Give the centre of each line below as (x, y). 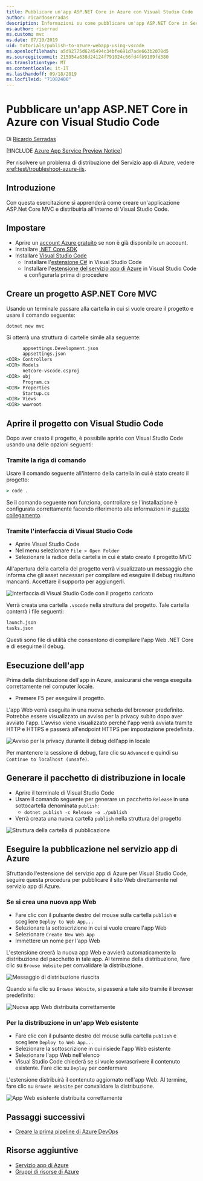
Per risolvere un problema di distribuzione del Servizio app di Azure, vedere (101, 163)
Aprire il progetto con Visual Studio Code (85, 424)
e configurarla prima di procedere (66, 275)
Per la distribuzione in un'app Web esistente (72, 1022)
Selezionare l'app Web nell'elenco (57, 1055)
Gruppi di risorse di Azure (47, 1171)
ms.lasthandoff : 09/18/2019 (42, 74)
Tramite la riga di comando (46, 460)
